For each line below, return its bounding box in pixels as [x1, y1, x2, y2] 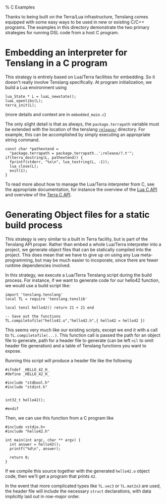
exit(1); [9, 168, 28, 173]
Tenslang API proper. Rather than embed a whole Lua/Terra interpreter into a [5, 241, 162, 247]
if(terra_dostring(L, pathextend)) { [5, 155, 83, 160]
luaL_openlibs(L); [5, 98, 43, 103]
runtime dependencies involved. [5, 262, 71, 268]
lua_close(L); [9, 164, 39, 169]
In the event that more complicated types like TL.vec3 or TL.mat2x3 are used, [5, 483, 161, 489]
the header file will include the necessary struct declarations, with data [5, 488, 152, 494]
